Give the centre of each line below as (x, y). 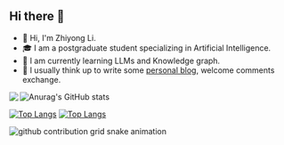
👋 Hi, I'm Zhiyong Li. (59, 37)
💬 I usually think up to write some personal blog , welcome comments (148, 70)
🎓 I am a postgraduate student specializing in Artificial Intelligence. (146, 48)
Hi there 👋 (37, 16)
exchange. (41, 79)
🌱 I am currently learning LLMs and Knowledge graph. (121, 60)
